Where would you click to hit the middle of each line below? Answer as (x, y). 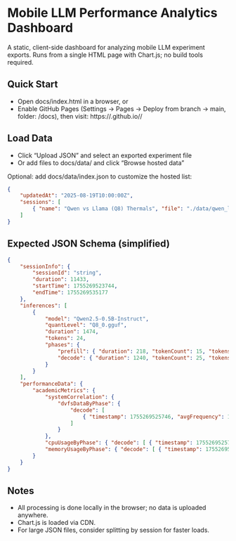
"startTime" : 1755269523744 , (75, 286)
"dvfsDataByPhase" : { (89, 403)
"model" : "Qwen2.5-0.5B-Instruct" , (97, 319)
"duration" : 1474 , (72, 332)
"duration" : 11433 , (61, 280)
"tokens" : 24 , (65, 339)
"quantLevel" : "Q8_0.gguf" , (86, 325)
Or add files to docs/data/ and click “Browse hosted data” (101, 162)
